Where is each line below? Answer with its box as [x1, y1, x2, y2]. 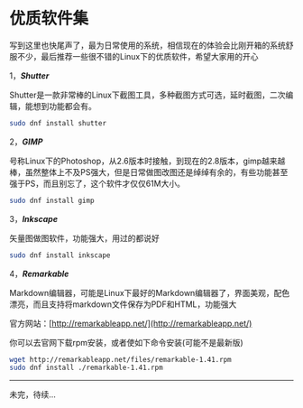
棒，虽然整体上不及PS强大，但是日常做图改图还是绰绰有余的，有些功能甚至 [9, 166, 289, 177]
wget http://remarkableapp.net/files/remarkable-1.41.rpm [9, 355, 232, 364]
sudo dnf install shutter [9, 118, 106, 127]
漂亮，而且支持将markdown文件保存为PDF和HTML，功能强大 [9, 299, 237, 310]
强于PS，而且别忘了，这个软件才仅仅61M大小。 [9, 178, 185, 189]
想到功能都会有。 [32, 100, 96, 111]
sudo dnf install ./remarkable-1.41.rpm [9, 363, 164, 373]
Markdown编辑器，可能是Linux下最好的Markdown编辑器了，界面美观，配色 [9, 287, 290, 298]
